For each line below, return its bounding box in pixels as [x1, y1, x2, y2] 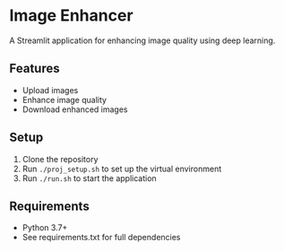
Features [9, 61, 60, 76]
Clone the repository [22, 153, 99, 164]
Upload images [22, 84, 79, 95]
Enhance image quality [22, 94, 108, 105]
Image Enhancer [9, 5, 133, 26]
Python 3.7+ [22, 222, 68, 233]
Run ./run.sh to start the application [22, 172, 157, 184]
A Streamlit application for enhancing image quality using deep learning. [9, 35, 276, 46]
